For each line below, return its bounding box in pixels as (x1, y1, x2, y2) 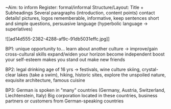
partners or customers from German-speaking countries (5, 98, 124, 104)
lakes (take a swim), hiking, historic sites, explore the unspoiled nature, (17, 72, 166, 78)
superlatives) (5, 26, 33, 32)
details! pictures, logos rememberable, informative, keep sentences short (5, 15, 159, 21)
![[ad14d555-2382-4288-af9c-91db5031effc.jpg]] (5, 36, 110, 42)
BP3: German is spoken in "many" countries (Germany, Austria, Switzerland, (5, 87, 166, 93)
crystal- (142, 66, 159, 72)
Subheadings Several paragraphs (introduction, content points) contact (5, 10, 155, 16)
